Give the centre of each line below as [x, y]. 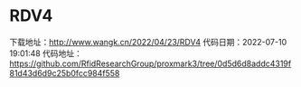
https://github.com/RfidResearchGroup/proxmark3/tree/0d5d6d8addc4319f [150, 63]
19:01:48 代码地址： [46, 53]
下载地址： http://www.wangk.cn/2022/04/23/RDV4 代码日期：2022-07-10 [148, 42]
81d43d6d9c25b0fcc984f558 [65, 72]
